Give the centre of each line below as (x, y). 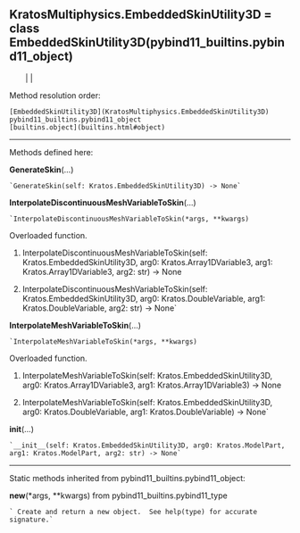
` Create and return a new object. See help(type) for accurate (133, 512)
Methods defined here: (51, 152)
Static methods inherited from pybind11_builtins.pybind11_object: (127, 478)
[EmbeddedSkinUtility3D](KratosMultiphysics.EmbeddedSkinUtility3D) (139, 112)
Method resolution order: (55, 95)
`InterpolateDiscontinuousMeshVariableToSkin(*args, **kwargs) (129, 219)
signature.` (31, 520)
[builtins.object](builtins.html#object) (87, 127)
